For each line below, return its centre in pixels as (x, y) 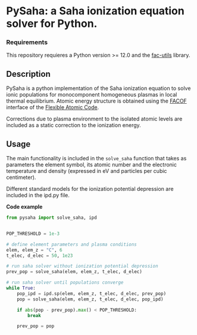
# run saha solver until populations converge (65, 283)
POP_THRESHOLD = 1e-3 (33, 234)
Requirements (27, 42)
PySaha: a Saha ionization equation (95, 11)
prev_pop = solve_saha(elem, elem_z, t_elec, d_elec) (74, 272)
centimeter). (21, 178)
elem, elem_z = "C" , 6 (34, 250)
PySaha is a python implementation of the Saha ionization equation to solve (98, 88)
